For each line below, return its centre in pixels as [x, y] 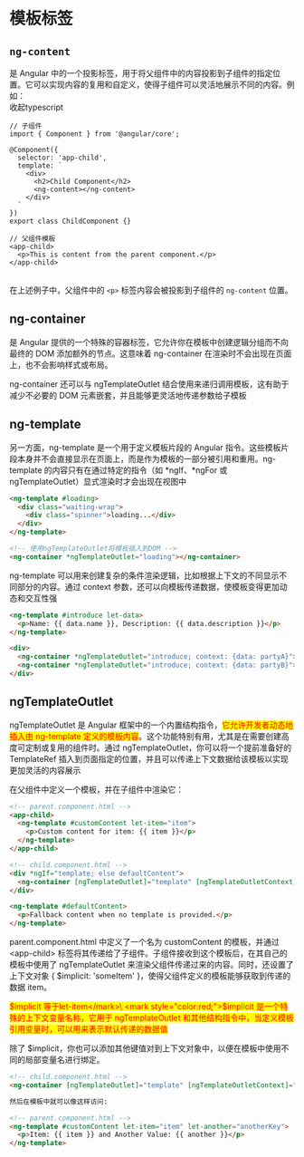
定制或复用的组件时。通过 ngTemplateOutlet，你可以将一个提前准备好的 [158, 747]
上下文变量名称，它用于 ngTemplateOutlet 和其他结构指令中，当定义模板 [159, 1018]
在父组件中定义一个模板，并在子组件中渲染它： [96, 789]
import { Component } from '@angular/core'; [95, 134]
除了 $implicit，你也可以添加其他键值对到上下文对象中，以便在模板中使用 [145, 1048]
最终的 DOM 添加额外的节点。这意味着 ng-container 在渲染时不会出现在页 [147, 353]
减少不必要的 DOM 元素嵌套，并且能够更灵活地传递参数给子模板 [128, 395]
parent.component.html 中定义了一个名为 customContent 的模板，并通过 [145, 942]
